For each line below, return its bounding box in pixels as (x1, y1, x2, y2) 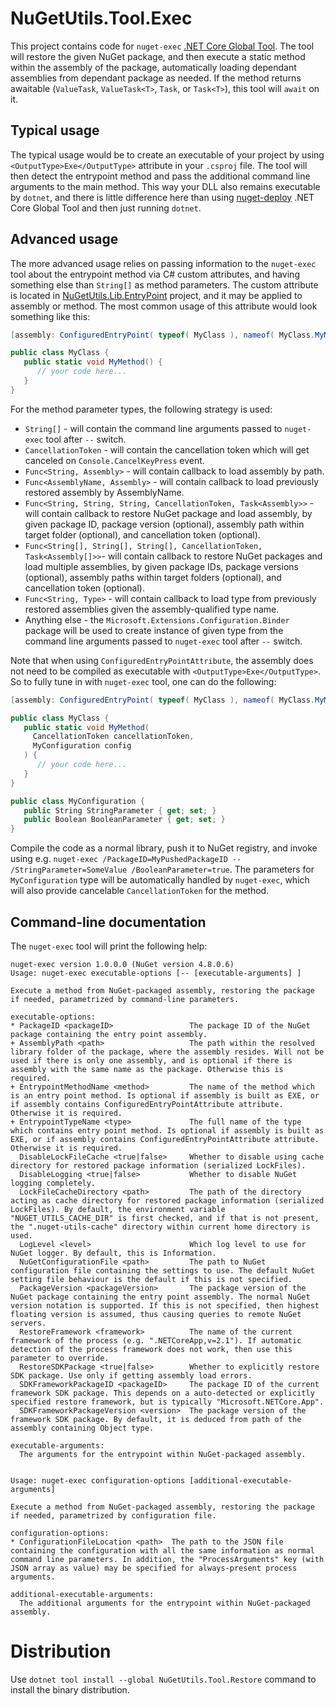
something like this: (10, 310, 91, 322)
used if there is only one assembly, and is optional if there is (10, 1056, 293, 1066)
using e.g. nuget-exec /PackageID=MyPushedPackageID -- (10, 853, 242, 865)
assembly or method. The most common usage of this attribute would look (10, 300, 318, 312)
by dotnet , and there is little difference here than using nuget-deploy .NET (10, 191, 315, 203)
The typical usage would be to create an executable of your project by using (10, 148, 325, 161)
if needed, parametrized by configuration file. (10, 1511, 217, 1521)
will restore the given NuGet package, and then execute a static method (10, 50, 306, 62)
